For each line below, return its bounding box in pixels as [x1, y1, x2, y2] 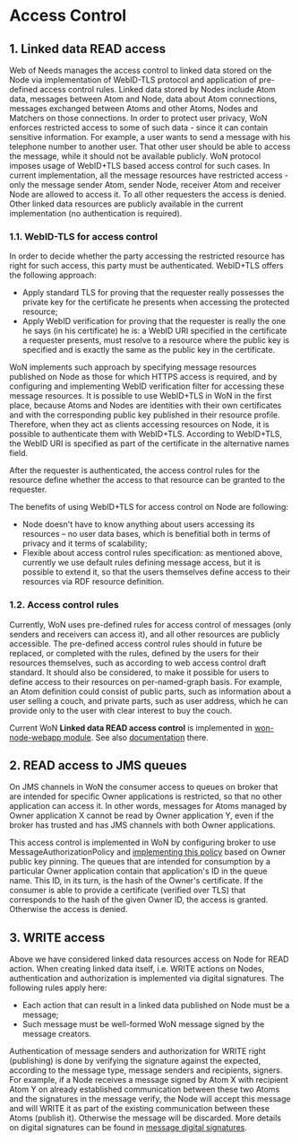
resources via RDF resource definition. [21, 576, 164, 587]
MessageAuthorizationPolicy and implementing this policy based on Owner [9, 847, 287, 857]
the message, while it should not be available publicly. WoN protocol [9, 151, 261, 162]
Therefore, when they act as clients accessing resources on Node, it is [9, 419, 270, 430]
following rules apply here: [9, 982, 107, 993]
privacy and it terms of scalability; [21, 538, 148, 549]
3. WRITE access [9, 930, 106, 945]
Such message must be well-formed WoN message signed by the [21, 1019, 265, 1030]
